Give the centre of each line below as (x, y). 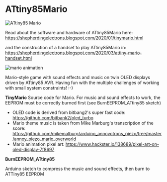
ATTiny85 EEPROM (25, 174)
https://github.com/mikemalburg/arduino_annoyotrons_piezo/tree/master (87, 133)
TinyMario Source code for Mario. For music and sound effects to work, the (83, 97)
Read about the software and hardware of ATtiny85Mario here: (69, 32)
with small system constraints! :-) (39, 88)
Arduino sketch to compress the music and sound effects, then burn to (78, 169)
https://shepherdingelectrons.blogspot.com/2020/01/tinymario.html (74, 38)
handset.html (19, 58)
